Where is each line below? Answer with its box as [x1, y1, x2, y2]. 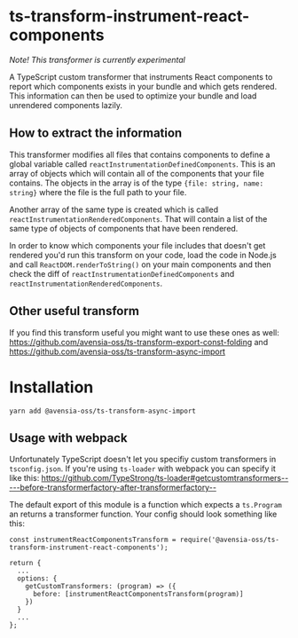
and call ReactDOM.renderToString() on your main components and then [9, 259, 272, 270]
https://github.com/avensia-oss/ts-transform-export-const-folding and [9, 336, 269, 347]
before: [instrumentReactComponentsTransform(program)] [32, 590, 244, 599]
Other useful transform [9, 303, 140, 319]
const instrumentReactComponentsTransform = [9, 535, 176, 545]
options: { [17, 574, 58, 583]
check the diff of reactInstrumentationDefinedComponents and [9, 268, 235, 279]
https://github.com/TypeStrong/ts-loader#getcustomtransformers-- [41, 473, 289, 484]
